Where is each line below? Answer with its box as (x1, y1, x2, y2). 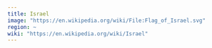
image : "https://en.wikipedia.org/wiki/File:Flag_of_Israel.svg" (7, 17, 206, 24)
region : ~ (7, 23, 37, 30)
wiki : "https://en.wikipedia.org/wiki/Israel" (7, 30, 148, 37)
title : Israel (7, 10, 50, 18)
